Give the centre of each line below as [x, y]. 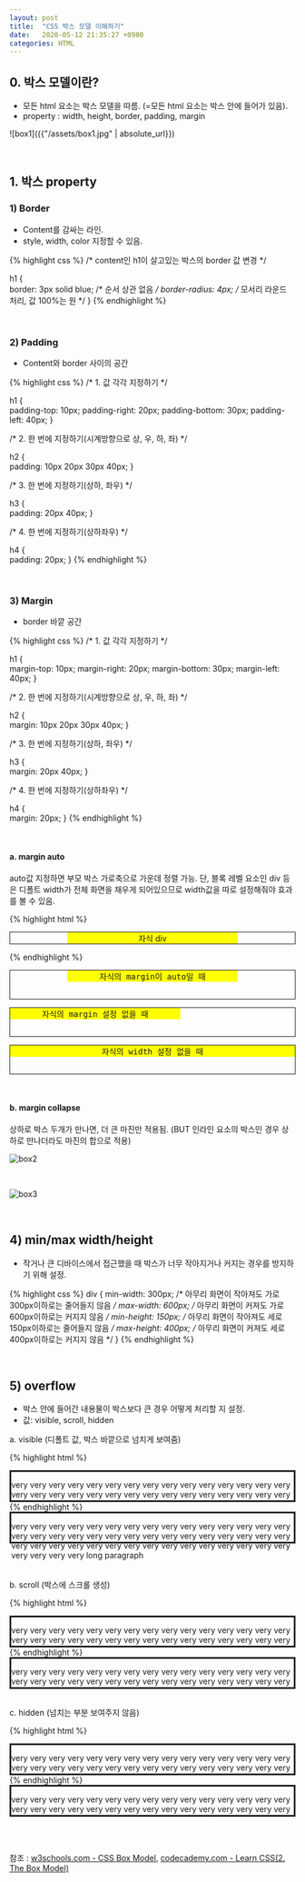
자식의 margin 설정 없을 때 [95, 1014]
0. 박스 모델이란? [54, 82]
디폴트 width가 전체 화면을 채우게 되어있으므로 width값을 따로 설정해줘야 [148, 889]
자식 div [152, 938]
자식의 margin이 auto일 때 [152, 976]
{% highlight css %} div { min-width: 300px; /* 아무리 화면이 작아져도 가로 [144, 1294]
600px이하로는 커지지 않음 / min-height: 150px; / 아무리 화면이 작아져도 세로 [146, 1316]
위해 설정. [49, 1274]
